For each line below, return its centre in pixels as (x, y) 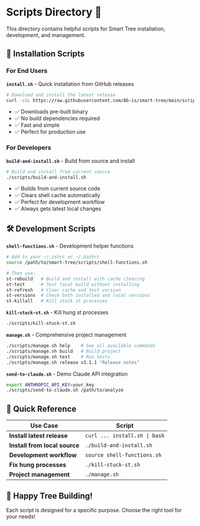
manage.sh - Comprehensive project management (66, 335)
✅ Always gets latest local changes (58, 209)
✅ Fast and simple (37, 125)
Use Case (44, 426)
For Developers (29, 147)
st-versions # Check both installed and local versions (78, 296)
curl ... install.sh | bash (125, 436)
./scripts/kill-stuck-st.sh (41, 324)
